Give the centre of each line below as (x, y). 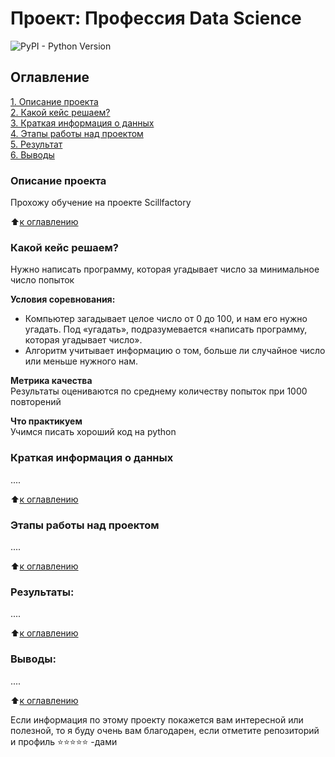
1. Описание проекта (54, 101)
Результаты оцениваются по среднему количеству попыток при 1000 (159, 391)
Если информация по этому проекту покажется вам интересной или (157, 719)
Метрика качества (51, 381)
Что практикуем (46, 421)
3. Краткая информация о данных (82, 123)
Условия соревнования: (63, 299)
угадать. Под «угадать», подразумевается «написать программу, (166, 329)
